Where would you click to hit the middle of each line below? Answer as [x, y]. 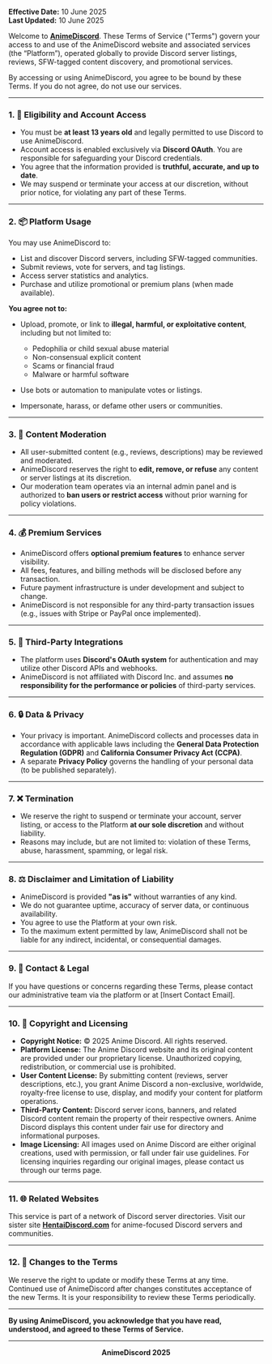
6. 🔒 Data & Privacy [46, 715]
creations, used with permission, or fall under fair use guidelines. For [134, 1152]
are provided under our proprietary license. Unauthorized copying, [131, 1058]
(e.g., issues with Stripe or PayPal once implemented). [110, 614]
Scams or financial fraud [73, 366]
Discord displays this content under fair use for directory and [122, 1127]
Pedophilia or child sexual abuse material [100, 348]
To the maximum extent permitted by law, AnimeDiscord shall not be [134, 931]
